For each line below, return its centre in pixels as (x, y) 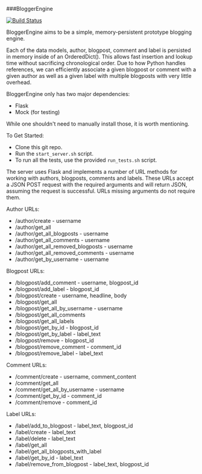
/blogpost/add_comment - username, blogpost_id (77, 283)
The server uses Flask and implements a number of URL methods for (92, 172)
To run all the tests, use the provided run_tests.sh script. (86, 160)
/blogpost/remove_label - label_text (59, 353)
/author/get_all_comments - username (62, 240)
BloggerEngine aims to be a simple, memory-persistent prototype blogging (99, 32)
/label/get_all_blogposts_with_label (58, 451)
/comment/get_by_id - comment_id (58, 396)
